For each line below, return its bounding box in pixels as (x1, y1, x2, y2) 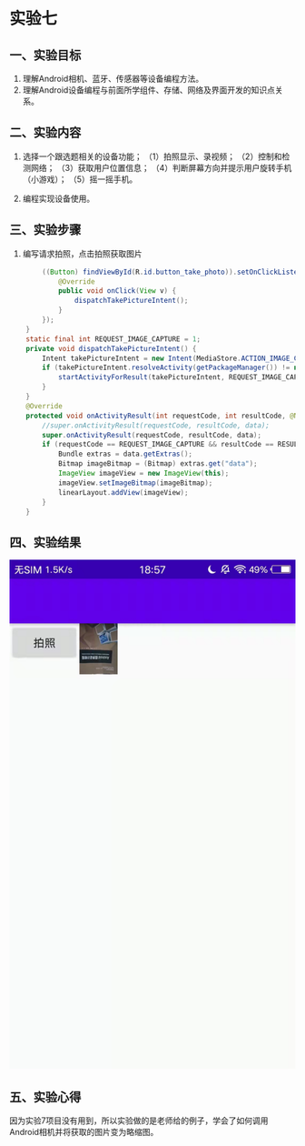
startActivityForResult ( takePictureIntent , (57, 373, 225, 382)
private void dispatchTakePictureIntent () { (25, 344, 197, 353)
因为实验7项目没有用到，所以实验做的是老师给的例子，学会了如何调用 (9, 1115, 269, 1126)
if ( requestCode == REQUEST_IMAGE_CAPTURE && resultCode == (42, 440, 274, 449)
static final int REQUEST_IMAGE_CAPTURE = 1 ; (25, 334, 202, 344)
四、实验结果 (9, 534, 82, 550)
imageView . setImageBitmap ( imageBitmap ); (57, 478, 213, 488)
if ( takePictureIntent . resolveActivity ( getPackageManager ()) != (42, 363, 290, 373)
